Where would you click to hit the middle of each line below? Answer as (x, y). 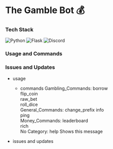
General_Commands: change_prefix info (62, 109)
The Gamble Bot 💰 (45, 10)
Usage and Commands (34, 54)
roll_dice (29, 104)
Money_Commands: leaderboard (54, 121)
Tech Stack (20, 30)
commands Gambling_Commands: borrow (64, 88)
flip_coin (29, 94)
